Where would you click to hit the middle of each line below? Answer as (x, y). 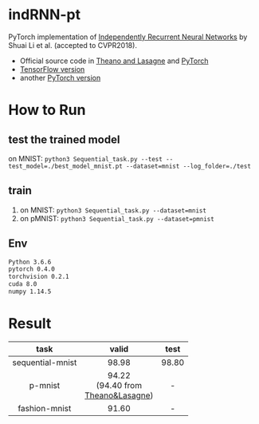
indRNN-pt (45, 15)
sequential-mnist (45, 363)
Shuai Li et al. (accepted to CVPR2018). (73, 45)
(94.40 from (119, 385)
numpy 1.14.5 (30, 292)
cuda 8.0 (23, 284)
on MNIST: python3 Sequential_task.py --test (86, 158)
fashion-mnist (45, 408)
